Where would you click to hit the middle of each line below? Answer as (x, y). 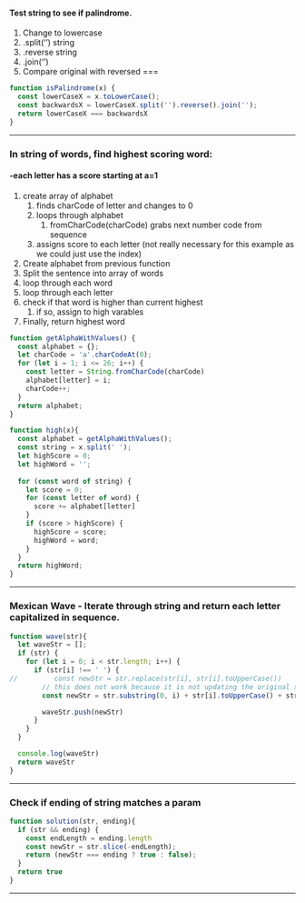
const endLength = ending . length (89, 838)
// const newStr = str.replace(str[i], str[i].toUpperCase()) (146, 678)
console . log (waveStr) (59, 754)
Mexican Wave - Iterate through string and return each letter (145, 607)
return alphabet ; (50, 406)
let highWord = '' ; (54, 464)
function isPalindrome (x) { (63, 88)
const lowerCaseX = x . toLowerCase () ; (89, 97)
